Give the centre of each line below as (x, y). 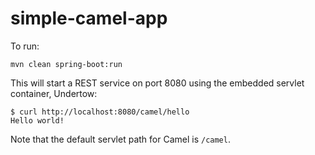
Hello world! (37, 120)
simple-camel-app (89, 18)
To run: (25, 46)
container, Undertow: (54, 93)
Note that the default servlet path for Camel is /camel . (120, 139)
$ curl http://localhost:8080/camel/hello (100, 112)
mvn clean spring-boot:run (66, 64)
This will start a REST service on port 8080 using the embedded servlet (157, 83)
